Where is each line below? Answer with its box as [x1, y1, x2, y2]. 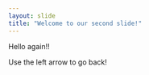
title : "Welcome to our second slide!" [8, 19, 143, 27]
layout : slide [8, 11, 56, 20]
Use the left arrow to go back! [8, 57, 107, 67]
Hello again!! [8, 41, 50, 51]
